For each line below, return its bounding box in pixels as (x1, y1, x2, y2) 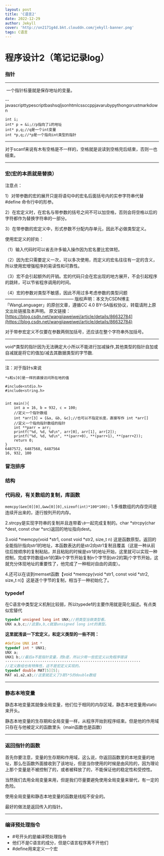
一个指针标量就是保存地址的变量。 (6, 87, 75, 93)
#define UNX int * (5, 641, 42, 646)
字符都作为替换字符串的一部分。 (5, 215, 69, 221)
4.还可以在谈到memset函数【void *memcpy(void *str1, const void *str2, (5, 571, 149, 577)
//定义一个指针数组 (14, 410, 48, 415)
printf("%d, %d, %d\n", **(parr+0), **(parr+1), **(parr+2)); (14, 434, 143, 438)
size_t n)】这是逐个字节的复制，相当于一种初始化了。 (5, 577, 112, 583)
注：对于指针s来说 (5, 364, 42, 371)
